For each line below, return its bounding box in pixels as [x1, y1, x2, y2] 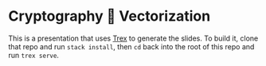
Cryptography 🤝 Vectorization [8, 7, 211, 25]
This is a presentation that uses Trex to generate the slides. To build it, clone [8, 33, 259, 43]
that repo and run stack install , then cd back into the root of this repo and [8, 41, 255, 51]
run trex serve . [8, 50, 60, 60]
